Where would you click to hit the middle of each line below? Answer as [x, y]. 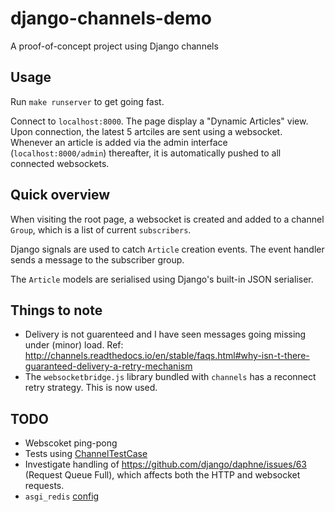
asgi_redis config [62, 496]
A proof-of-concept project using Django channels [114, 46]
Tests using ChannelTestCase [86, 454]
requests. [44, 486]
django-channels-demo [111, 18]
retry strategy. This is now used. [91, 388]
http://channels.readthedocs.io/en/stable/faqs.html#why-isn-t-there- [167, 356]
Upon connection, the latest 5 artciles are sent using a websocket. [146, 131]
